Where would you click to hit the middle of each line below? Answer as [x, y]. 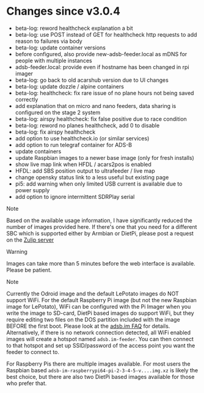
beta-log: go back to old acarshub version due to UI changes [92, 80]
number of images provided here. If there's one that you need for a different [102, 226]
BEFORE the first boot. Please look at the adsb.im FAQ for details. [88, 326]
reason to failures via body [49, 41]
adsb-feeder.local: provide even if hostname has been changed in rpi [102, 67]
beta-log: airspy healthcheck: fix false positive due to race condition [101, 119]
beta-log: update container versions [60, 48]
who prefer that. [27, 383]
